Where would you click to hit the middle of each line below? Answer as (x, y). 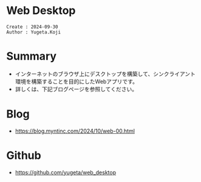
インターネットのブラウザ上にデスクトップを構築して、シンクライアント (105, 74)
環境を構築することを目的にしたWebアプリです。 (77, 81)
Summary (31, 56)
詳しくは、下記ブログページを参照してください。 (76, 89)
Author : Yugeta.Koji (34, 32)
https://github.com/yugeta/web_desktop (66, 172)
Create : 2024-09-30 (32, 27)
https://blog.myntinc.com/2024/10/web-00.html (75, 131)
